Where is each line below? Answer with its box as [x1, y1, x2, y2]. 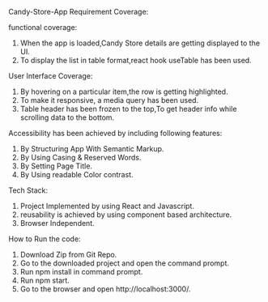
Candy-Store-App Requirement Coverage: [8, 7, 149, 16]
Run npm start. [19, 275, 70, 285]
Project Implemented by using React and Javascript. [19, 202, 194, 211]
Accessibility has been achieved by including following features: [8, 129, 223, 138]
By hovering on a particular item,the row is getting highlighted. [19, 87, 228, 96]
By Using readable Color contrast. [19, 170, 134, 179]
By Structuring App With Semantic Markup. [19, 144, 164, 153]
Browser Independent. [19, 219, 95, 228]
